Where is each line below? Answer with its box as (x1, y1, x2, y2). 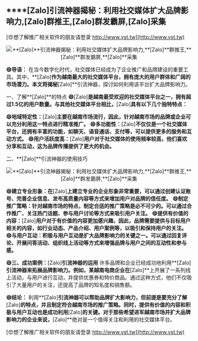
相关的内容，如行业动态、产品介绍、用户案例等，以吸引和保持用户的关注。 (6, 224, 187, 231)
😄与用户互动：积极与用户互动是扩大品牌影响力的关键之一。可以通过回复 (6, 232, 182, 239)
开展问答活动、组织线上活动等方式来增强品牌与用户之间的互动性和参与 (16, 239, 187, 246)
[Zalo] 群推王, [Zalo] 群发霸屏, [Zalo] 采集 (24, 17, 166, 27)
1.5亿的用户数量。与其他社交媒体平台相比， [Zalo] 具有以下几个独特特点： (11, 100, 188, 107)
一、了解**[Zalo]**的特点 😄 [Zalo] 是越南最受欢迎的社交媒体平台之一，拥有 (6, 93, 186, 100)
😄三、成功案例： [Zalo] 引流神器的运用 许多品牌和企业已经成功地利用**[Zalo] (6, 259, 192, 266)
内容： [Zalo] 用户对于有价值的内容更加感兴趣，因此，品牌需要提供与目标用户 (6, 217, 191, 224)
